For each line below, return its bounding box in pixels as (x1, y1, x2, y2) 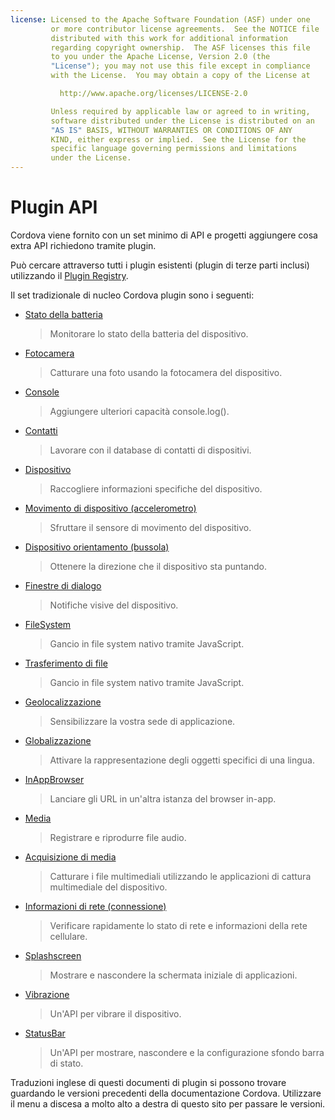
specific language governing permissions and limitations (50, 144, 298, 154)
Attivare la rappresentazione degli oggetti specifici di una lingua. (49, 754, 315, 766)
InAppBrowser (24, 773, 85, 785)
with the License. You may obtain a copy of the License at (50, 71, 311, 81)
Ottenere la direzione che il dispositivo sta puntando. (49, 560, 267, 572)
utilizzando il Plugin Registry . (10, 269, 129, 281)
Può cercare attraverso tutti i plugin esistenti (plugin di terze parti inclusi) (10, 259, 310, 271)
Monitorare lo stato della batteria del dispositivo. (49, 327, 249, 340)
